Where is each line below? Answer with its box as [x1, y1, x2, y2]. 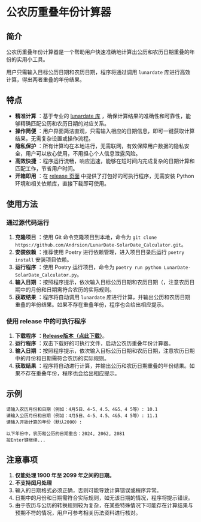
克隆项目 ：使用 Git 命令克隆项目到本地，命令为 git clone [14, 233, 157, 241]
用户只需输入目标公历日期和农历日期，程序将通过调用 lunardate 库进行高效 [6, 68, 191, 76]
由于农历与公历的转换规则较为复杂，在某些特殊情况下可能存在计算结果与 [14, 502, 193, 509]
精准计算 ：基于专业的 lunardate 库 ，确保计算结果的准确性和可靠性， [14, 112, 186, 119]
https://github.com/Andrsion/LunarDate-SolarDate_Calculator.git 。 [14, 241, 187, 248]
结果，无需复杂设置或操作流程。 [14, 134, 94, 142]
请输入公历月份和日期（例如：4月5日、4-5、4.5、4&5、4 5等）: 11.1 [6, 412, 158, 419]
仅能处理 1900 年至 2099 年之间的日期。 [14, 472, 115, 479]
